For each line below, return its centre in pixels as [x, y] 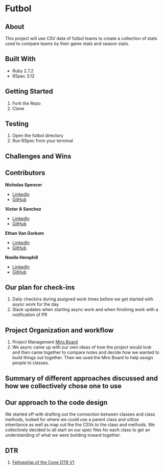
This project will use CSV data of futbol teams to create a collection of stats [81, 38]
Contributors [25, 173]
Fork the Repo [26, 103]
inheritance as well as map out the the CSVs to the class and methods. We [80, 425]
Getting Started [29, 91]
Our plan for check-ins [40, 287]
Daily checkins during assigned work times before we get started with [82, 299]
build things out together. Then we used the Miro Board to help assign [82, 358]
